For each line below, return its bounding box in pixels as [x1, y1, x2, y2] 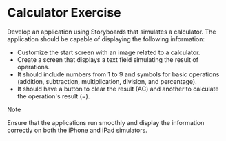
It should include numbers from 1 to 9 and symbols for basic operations [17, 70, 220, 78]
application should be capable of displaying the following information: [7, 34, 205, 43]
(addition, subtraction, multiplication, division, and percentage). [17, 77, 198, 85]
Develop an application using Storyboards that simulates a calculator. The [7, 28, 216, 36]
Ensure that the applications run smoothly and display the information [7, 118, 205, 127]
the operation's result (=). [17, 91, 90, 100]
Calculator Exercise [7, 5, 122, 21]
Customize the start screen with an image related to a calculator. [17, 48, 201, 56]
